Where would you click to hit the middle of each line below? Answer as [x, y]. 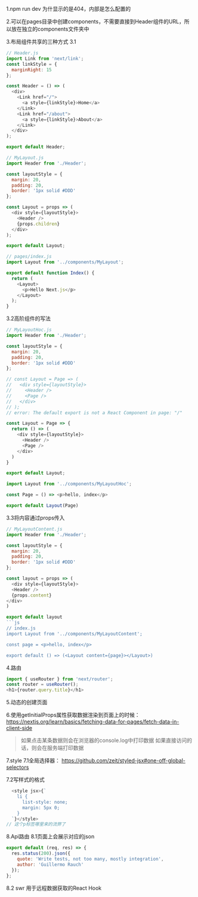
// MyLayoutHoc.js [29, 330]
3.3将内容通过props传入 [35, 518]
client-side [19, 728]
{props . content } [32, 595]
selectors [18, 767]
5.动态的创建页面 [27, 703]
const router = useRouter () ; [42, 685]
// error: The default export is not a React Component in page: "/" [95, 413]
